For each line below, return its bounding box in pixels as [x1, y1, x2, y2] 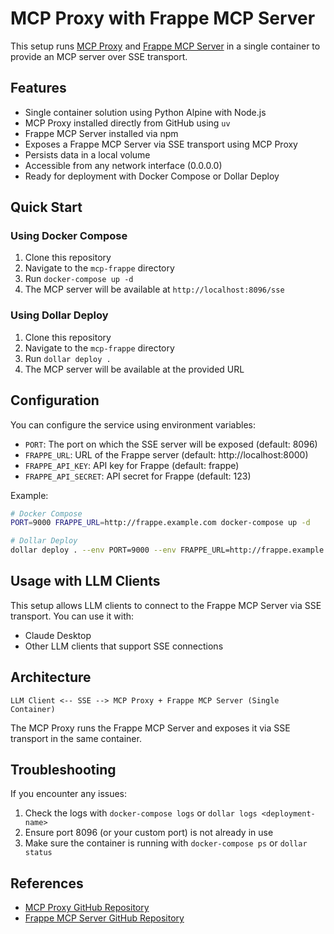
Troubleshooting [10, 762, 117, 779]
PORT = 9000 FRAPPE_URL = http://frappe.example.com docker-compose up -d [10, 518, 311, 528]
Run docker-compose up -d [24, 273, 134, 285]
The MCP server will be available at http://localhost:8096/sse [24, 283, 285, 296]
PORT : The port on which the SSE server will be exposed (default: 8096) [24, 438, 318, 450]
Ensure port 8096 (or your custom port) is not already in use [24, 827, 274, 839]
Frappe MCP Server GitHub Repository [24, 912, 185, 924]
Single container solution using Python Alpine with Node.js [24, 106, 267, 118]
